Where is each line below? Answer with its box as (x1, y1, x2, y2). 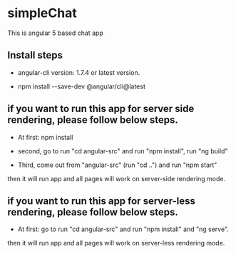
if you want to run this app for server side (7, 103, 195, 115)
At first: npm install (17, 133, 73, 141)
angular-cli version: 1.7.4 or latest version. (17, 68, 140, 76)
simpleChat (7, 5, 77, 21)
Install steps (7, 49, 63, 61)
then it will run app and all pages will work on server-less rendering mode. (7, 239, 225, 248)
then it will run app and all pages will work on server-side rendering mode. (7, 174, 226, 183)
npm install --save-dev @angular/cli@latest (17, 82, 146, 91)
